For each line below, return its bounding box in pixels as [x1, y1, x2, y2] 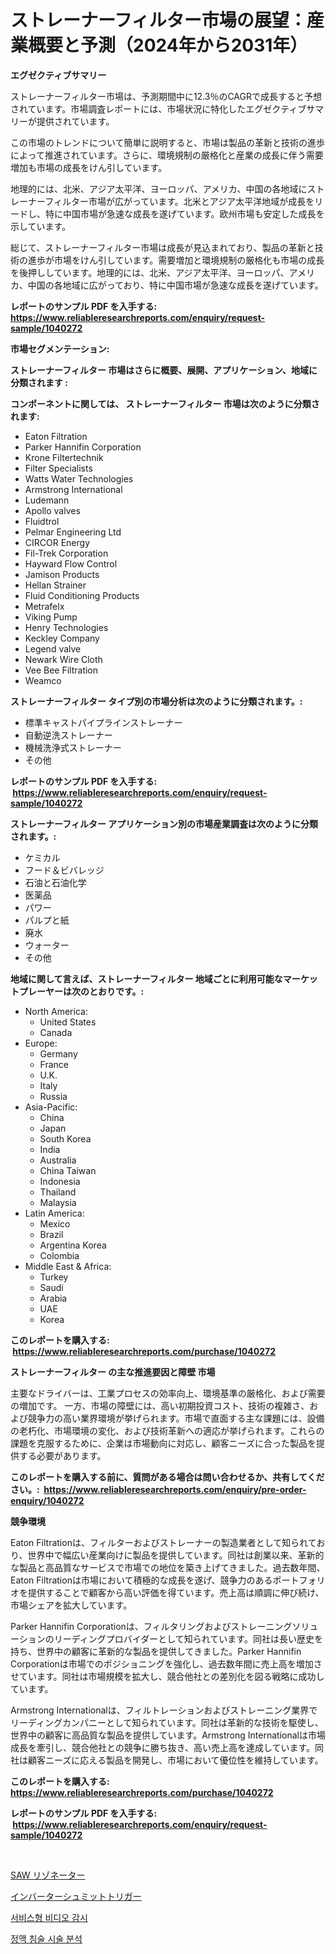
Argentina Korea [39, 1239, 107, 1251]
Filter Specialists [24, 462, 93, 474]
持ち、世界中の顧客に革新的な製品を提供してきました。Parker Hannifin [10, 1645, 302, 1657]
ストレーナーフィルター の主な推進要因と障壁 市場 [10, 1366, 216, 1378]
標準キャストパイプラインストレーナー [24, 716, 183, 728]
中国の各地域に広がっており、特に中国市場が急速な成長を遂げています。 [27, 279, 324, 291]
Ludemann [24, 494, 70, 506]
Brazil [39, 1228, 64, 1240]
